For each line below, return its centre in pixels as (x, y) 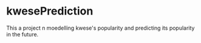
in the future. (22, 34)
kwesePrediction (50, 11)
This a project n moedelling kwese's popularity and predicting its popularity (101, 28)
